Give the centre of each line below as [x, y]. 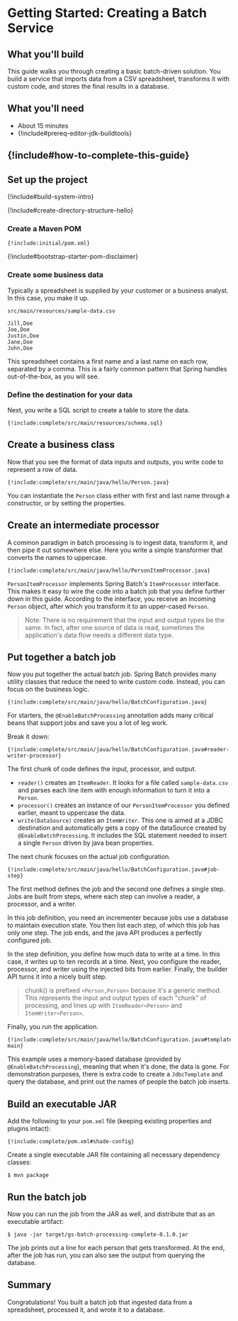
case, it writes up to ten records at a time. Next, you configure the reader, [114, 962]
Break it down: [28, 737]
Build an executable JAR [62, 1104]
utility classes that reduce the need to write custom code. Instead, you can [116, 682]
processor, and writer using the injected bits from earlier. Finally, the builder [118, 969]
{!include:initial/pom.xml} [49, 243]
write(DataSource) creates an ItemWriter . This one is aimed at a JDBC [120, 821]
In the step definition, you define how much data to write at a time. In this [114, 954]
